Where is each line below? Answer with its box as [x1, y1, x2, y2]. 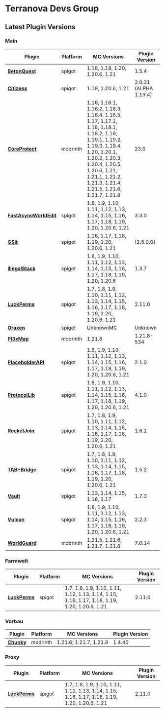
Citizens [7, 85, 27, 92]
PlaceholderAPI [7, 359, 45, 366]
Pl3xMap [7, 335, 29, 342]
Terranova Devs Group [5, 3, 99, 14]
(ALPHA [134, 85, 153, 92]
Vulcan [7, 516, 25, 523]
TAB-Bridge [7, 466, 37, 473]
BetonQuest [7, 68, 36, 75]
